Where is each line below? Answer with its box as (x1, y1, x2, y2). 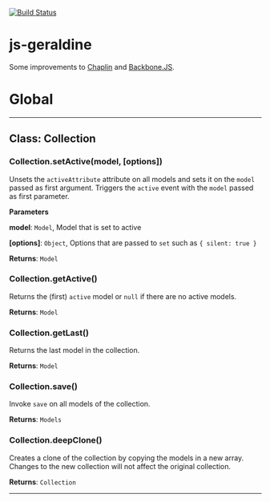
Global (9, 91, 54, 108)
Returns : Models (9, 415, 62, 424)
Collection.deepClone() (9, 435, 103, 446)
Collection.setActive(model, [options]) (9, 156, 163, 168)
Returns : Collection (9, 477, 77, 487)
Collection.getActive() (9, 273, 99, 285)
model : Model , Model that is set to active (9, 222, 142, 232)
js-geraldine (9, 36, 92, 54)
